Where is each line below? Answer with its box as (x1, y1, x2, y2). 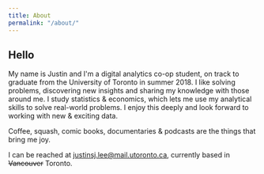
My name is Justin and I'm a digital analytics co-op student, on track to (8, 69, 239, 79)
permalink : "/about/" (8, 19, 80, 27)
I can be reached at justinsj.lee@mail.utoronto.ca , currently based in (8, 150, 231, 160)
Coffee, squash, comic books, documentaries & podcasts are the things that (8, 127, 256, 136)
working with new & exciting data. (8, 112, 119, 121)
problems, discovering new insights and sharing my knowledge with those (8, 86, 250, 96)
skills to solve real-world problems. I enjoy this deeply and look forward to (8, 103, 249, 112)
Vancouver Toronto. (8, 159, 73, 168)
